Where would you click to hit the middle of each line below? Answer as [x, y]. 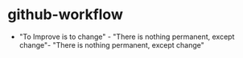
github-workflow [66, 15]
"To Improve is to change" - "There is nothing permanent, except [127, 37]
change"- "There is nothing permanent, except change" [111, 44]
